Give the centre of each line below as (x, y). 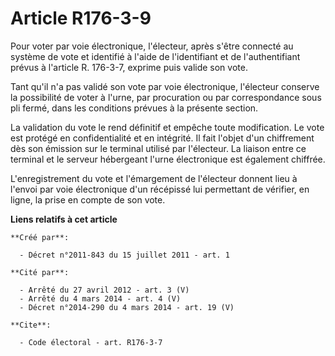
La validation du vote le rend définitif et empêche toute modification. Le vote (167, 127)
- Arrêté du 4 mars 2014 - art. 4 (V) (100, 298)
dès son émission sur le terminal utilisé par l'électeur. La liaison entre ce (158, 148)
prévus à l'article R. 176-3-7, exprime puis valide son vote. (129, 67)
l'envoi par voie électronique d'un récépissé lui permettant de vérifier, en (160, 189)
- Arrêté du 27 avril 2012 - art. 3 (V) (104, 290)
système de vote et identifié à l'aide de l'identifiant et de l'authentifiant (155, 56)
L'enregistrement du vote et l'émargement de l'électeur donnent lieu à (154, 178)
